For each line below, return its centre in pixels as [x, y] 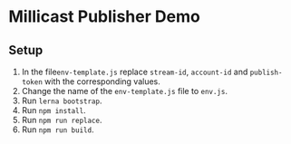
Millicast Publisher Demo [104, 17]
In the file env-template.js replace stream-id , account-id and [135, 72]
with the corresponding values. [102, 82]
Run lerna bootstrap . [62, 101]
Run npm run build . [58, 130]
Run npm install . [54, 110]
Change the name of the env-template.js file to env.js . [125, 91]
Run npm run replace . [62, 120]
